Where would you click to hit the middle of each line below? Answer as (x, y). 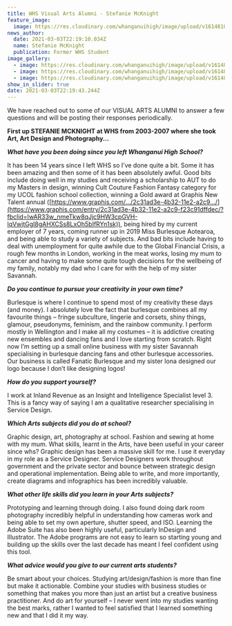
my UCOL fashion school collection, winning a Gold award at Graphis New (113, 195)
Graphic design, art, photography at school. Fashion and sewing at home (110, 437)
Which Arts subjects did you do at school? (69, 423)
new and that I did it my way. (48, 616)
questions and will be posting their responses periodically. (90, 118)
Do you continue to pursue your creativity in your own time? (95, 289)
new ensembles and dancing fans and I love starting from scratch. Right (109, 339)
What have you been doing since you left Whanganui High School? (105, 152)
